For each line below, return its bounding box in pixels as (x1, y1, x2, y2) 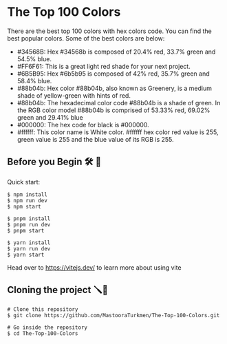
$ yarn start (7, 251, 45, 258)
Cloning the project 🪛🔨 (7, 284, 109, 296)
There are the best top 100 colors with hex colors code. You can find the (7, 27, 212, 35)
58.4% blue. (17, 76, 52, 85)
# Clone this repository (7, 305, 78, 313)
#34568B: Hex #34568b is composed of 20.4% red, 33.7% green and (17, 47, 216, 56)
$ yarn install (7, 239, 51, 246)
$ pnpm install (7, 215, 51, 222)
